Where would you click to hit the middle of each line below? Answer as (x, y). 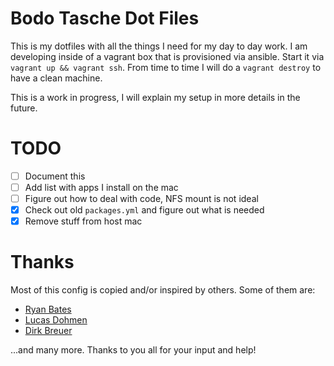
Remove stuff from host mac (83, 221)
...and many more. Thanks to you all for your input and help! (133, 350)
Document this (55, 176)
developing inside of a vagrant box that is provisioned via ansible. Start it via (167, 56)
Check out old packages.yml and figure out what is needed (144, 210)
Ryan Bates (48, 309)
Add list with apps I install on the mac (101, 187)
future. (24, 108)
